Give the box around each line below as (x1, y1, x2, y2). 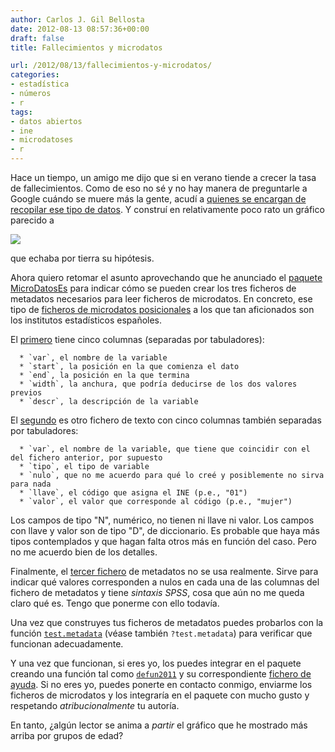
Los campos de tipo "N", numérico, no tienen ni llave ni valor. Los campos (10, 514, 315, 526)
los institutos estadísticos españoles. (10, 314, 163, 326)
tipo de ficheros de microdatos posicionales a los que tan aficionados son (10, 304, 315, 315)
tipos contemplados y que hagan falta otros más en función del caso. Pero (10, 536, 317, 547)
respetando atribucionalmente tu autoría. (10, 700, 180, 711)
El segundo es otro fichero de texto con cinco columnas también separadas (10, 414, 322, 426)
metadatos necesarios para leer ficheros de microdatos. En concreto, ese (10, 293, 313, 305)
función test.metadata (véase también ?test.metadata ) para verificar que (10, 627, 313, 639)
